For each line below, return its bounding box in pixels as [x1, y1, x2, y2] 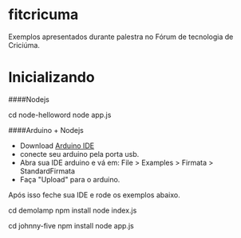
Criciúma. [8, 40, 40, 49]
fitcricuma [8, 6, 79, 24]
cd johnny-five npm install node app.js [8, 220, 134, 230]
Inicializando [8, 68, 95, 87]
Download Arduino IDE [19, 141, 94, 150]
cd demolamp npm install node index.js [8, 205, 137, 215]
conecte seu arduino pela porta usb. [19, 149, 140, 158]
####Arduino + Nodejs [8, 125, 84, 135]
